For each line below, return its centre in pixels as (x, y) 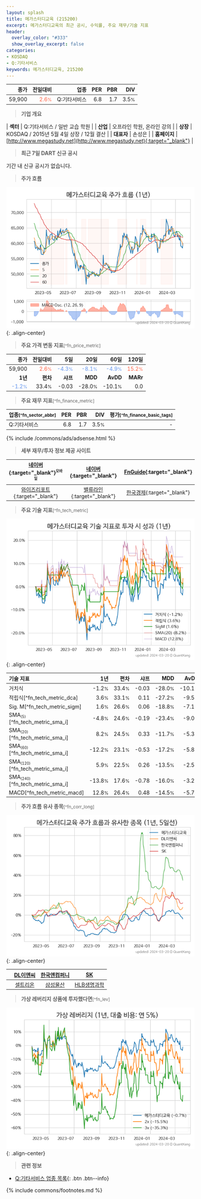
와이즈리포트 (36, 489)
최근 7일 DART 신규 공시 (49, 153)
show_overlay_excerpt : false (48, 44)
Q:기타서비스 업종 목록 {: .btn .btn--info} (62, 1179)
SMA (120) (20, 762)
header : (16, 32)
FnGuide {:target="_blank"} (158, 472)
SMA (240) (20, 777)
